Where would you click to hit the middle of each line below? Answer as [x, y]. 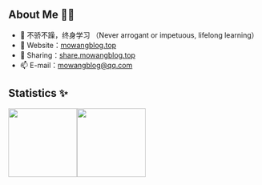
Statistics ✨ [38, 93]
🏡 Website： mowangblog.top [68, 45]
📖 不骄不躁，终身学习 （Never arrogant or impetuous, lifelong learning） [139, 35]
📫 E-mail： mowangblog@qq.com [76, 65]
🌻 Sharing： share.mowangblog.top [78, 55]
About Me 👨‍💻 [42, 15]
